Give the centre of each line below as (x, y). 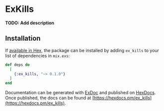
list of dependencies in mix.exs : (38, 55)
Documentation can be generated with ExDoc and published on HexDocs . (81, 93)
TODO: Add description (30, 23)
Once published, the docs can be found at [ (50, 98)
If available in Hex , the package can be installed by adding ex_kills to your (82, 50)
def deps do (17, 65)
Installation (23, 38)
